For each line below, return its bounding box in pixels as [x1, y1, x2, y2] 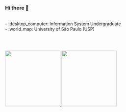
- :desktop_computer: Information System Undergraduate [5, 21, 121, 27]
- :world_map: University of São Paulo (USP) [5, 26, 95, 32]
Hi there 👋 [5, 4, 29, 11]
